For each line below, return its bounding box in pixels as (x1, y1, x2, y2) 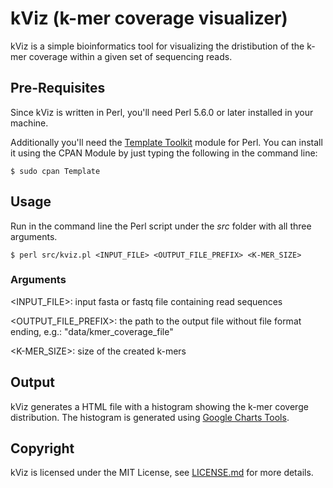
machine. (10, 117, 49, 129)
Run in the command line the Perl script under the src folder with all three (10, 220, 312, 232)
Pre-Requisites (10, 80, 106, 97)
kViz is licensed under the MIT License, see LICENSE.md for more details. (10, 467, 314, 479)
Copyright (10, 440, 75, 457)
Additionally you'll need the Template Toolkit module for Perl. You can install (10, 136, 323, 148)
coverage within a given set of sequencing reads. (28, 50, 233, 62)
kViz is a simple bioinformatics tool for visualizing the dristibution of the (10, 40, 305, 52)
